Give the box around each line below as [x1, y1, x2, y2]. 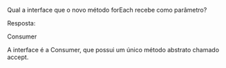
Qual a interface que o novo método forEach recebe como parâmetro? [7, 6, 207, 14]
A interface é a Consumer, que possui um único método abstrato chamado [7, 46, 220, 54]
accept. [7, 53, 29, 61]
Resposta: [7, 19, 36, 27]
